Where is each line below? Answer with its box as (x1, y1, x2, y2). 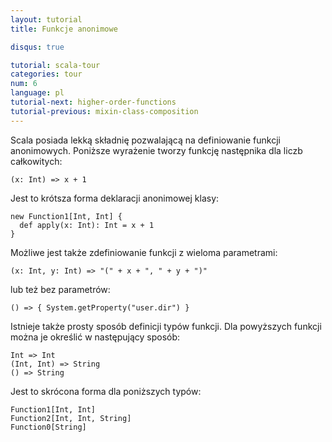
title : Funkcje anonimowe (10, 24, 118, 34)
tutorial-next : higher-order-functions (10, 97, 177, 107)
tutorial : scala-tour (10, 60, 101, 70)
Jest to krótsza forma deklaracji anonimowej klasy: (10, 192, 220, 204)
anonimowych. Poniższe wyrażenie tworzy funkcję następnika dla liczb (10, 144, 303, 156)
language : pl (10, 88, 65, 98)
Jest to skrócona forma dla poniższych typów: (10, 385, 202, 397)
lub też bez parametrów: (10, 283, 111, 295)
